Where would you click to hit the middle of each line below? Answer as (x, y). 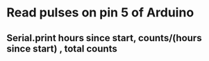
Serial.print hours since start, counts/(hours (104, 38)
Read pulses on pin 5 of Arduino (100, 13)
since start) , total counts (62, 48)
